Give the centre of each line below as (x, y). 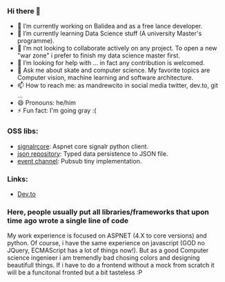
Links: (18, 179)
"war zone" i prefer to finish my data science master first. (99, 55)
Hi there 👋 (24, 11)
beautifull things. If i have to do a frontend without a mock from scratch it (111, 265)
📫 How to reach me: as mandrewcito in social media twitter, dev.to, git (118, 85)
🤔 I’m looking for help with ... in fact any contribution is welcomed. (111, 63)
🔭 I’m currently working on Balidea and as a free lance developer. (110, 26)
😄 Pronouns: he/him (46, 103)
